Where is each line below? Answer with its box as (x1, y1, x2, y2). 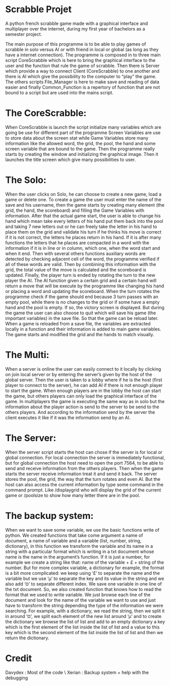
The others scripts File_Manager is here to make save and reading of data (5, 79, 160, 85)
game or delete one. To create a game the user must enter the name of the (5, 197, 161, 203)
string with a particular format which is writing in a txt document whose (5, 548, 154, 554)
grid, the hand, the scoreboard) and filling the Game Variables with (5, 207, 145, 213)
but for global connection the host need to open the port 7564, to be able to (5, 460, 163, 466)
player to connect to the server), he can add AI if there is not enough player (5, 382, 163, 388)
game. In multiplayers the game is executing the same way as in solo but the (5, 398, 165, 404)
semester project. (5, 31, 42, 37)
